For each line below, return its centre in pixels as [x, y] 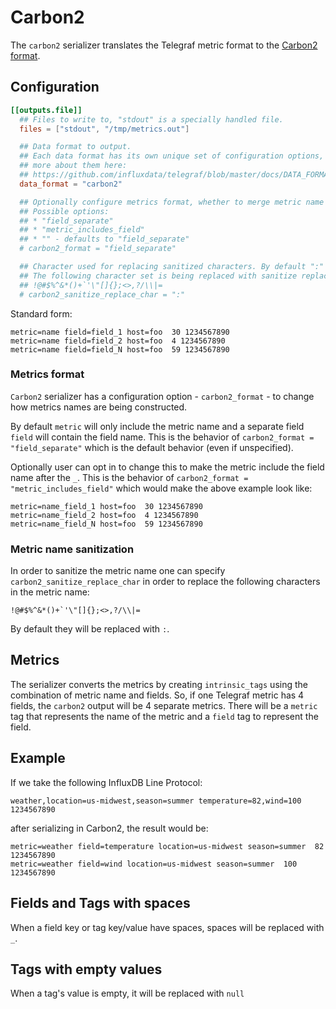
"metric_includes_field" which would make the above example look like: [161, 488]
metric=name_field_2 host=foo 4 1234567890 [104, 515]
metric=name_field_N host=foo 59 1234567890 [106, 524]
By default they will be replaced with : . [90, 629]
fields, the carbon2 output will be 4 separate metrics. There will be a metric [164, 705]
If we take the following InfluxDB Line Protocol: [106, 782]
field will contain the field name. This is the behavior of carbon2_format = [162, 437]
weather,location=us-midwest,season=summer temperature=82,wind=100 [156, 801]
